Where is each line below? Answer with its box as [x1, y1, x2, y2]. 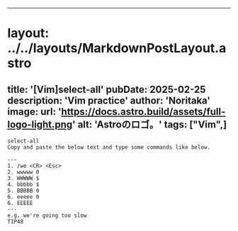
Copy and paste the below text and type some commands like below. [7, 144, 211, 151]
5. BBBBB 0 [7, 187, 40, 194]
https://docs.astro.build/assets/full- [61, 106, 226, 118]
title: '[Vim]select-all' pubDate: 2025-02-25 [7, 83, 206, 96]
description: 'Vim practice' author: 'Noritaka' [7, 94, 211, 106]
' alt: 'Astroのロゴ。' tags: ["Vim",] [72, 118, 227, 130]
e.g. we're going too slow [7, 212, 87, 219]
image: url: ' [7, 106, 62, 118]
